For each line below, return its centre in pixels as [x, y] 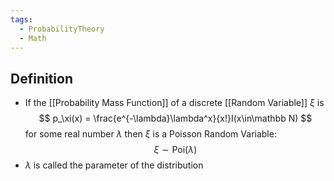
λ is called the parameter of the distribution [114, 165]
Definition [41, 78]
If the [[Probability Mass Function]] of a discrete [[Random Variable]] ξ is [174, 103]
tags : [21, 19]
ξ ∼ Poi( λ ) [175, 150]
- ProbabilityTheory [62, 29]
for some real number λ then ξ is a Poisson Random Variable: [150, 134]
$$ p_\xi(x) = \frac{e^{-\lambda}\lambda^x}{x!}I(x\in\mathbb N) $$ [175, 118]
